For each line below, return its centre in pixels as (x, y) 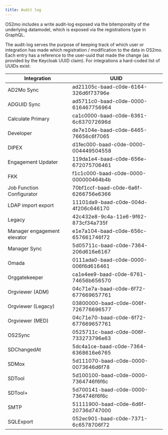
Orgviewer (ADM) (28, 292)
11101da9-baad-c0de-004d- (110, 202)
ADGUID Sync (24, 104)
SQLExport (20, 421)
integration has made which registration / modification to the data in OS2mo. (84, 50)
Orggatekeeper (25, 277)
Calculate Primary (29, 118)
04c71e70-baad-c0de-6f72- (109, 318)
